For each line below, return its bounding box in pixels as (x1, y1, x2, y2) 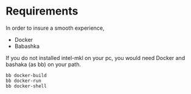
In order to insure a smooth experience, (5, 24, 105, 32)
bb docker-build (5, 72, 47, 78)
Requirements (5, 4, 78, 18)
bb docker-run (5, 78, 42, 84)
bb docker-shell (5, 83, 47, 89)
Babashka (14, 42, 40, 50)
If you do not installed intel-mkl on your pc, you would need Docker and (5, 54, 186, 61)
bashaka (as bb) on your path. (5, 61, 82, 68)
